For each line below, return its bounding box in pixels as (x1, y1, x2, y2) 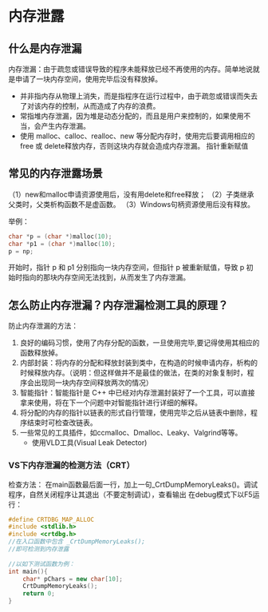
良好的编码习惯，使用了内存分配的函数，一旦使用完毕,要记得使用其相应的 (19, 338, 260, 348)
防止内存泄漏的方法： (8, 321, 78, 331)
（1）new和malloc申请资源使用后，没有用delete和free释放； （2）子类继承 (8, 189, 254, 199)
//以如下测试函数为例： (8, 560, 76, 568)
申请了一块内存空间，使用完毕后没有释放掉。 (14, 74, 162, 84)
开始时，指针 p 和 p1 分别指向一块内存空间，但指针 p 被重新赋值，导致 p (8, 263, 245, 272)
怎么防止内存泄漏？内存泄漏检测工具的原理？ (8, 298, 229, 312)
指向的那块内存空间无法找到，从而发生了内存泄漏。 (22, 272, 190, 282)
